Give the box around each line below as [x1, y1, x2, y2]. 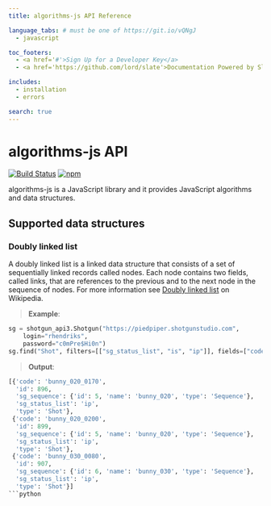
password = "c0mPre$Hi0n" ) [23, 340, 106, 348]
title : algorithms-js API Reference [8, 11, 131, 20]
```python [8, 490, 42, 498]
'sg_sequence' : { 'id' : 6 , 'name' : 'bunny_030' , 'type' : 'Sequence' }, [15, 467, 254, 476]
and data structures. [8, 193, 76, 203]
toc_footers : [8, 48, 52, 56]
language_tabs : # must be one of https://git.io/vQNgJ [8, 26, 197, 35]
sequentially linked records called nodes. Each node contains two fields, [8, 268, 248, 278]
